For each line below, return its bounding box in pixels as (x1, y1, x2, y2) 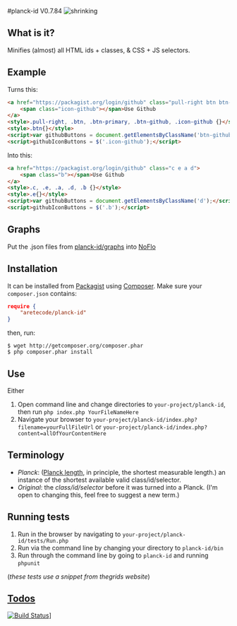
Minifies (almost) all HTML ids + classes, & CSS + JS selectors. (7, 46, 190, 54)
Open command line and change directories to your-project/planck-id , (17, 400, 226, 408)
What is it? (7, 27, 55, 39)
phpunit (17, 560, 40, 567)
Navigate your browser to (17, 415, 92, 423)
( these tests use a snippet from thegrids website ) (7, 572, 150, 581)
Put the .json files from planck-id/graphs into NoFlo (7, 242, 157, 251)
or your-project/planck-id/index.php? (95, 423, 208, 431)
